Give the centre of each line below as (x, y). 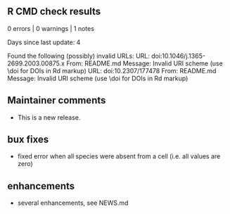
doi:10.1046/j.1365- (178, 56)
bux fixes (28, 140)
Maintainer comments (57, 100)
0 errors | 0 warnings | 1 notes (51, 28)
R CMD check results (54, 12)
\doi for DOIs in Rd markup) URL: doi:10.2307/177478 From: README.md (112, 70)
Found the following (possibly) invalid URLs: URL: (78, 56)
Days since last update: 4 (44, 42)
